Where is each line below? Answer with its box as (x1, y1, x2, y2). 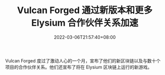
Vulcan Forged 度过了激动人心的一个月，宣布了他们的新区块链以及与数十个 (5, 57, 160, 63)
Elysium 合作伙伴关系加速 (31, 17, 139, 29)
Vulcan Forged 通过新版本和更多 (17, 5, 153, 16)
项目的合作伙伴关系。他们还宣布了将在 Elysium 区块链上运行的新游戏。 (5, 64, 152, 70)
